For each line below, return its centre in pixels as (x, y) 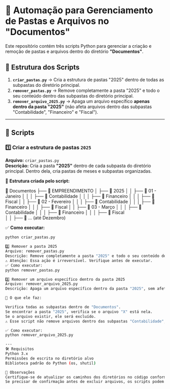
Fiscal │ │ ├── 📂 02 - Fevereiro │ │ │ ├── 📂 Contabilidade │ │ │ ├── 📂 (80, 202)
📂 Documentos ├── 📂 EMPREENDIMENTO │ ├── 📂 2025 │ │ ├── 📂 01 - (81, 191)
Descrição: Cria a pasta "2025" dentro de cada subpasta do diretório (78, 166)
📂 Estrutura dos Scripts (42, 67)
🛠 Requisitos (20, 349)
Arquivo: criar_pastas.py (32, 160)
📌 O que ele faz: (24, 298)
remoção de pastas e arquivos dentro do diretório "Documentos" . (74, 51)
